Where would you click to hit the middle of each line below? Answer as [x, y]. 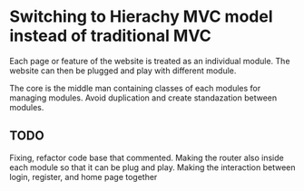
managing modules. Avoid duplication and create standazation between [143, 98]
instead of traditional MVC [110, 36]
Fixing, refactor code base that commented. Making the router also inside [147, 158]
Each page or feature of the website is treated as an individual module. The [150, 61]
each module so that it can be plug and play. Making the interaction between [152, 167]
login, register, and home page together [83, 177]
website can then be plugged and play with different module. [123, 71]
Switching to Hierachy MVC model [141, 17]
